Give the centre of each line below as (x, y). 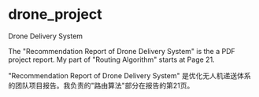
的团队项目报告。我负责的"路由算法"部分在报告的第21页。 (101, 85)
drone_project (55, 14)
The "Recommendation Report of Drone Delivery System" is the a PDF (122, 51)
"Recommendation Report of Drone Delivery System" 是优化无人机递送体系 (129, 75)
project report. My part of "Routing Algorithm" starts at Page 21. (111, 59)
